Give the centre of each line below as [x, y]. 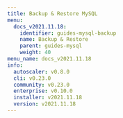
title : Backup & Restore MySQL [52, 14]
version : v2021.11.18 [45, 104]
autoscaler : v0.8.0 [42, 71]
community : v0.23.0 [42, 85]
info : [15, 65]
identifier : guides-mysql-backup [68, 33]
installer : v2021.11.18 [48, 98]
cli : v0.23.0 [32, 78]
